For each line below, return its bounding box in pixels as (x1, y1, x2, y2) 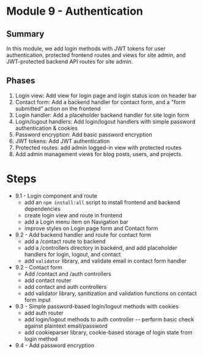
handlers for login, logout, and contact (24, 250, 121, 258)
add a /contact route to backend (24, 237, 106, 245)
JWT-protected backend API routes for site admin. (6, 58, 133, 65)
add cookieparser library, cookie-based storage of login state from (24, 329, 193, 336)
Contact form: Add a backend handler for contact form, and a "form (15, 98, 186, 105)
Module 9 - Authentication (6, 4, 144, 18)
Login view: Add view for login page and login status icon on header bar (15, 92, 197, 99)
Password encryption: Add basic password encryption (15, 130, 153, 138)
